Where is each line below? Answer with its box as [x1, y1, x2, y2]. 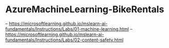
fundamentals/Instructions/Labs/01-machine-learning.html [5, 26, 129, 32]
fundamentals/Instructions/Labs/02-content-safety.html [5, 37, 124, 43]
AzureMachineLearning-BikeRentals [5, 4, 164, 15]
